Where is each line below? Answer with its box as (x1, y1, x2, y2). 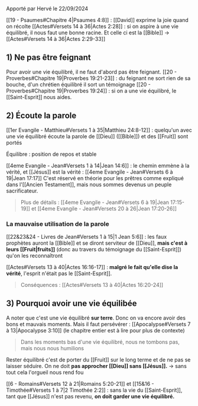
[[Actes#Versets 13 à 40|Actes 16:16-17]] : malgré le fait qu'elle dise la (6, 263, 178, 270)
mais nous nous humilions (20, 344, 85, 351)
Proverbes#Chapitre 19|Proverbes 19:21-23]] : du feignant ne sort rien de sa (6, 74, 191, 82)
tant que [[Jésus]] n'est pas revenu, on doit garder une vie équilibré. (6, 392, 175, 399)
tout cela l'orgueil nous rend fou (6, 369, 84, 376)
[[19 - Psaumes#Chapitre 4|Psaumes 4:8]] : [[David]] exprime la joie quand (6, 17, 189, 23)
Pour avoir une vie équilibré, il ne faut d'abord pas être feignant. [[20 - (6, 68, 177, 75)
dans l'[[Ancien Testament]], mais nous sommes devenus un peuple (6, 181, 172, 188)
